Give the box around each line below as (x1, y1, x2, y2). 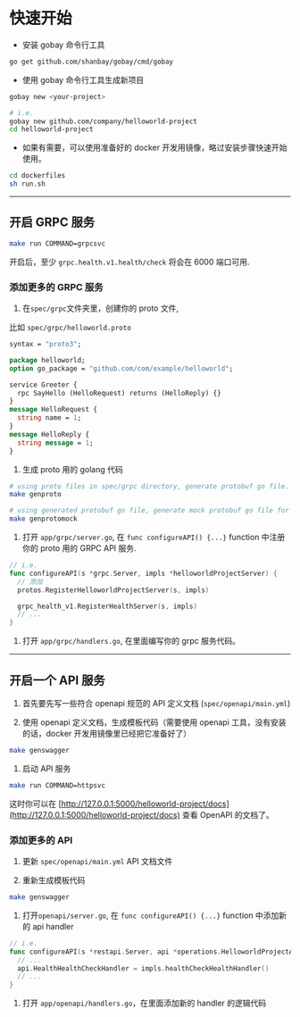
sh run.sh (9, 179, 46, 188)
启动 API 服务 (21, 763, 71, 773)
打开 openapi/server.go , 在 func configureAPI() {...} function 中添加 (21, 910, 279, 921)
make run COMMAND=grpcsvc (9, 238, 105, 248)
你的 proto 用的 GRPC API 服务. (21, 543, 137, 554)
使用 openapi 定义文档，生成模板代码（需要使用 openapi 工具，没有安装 (21, 716, 287, 728)
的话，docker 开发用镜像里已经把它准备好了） (21, 728, 192, 738)
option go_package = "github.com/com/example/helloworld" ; (9, 363, 234, 373)
